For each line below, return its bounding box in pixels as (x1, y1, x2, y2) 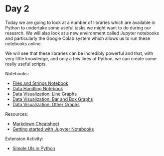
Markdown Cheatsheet (12, 121, 60, 127)
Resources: (5, 111, 28, 117)
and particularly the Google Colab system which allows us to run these (5, 35, 151, 41)
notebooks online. (5, 40, 42, 46)
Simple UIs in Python (12, 145, 56, 151)
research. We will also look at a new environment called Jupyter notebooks (5, 30, 160, 36)
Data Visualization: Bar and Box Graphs (12, 96, 93, 102)
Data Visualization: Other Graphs (12, 101, 80, 107)
